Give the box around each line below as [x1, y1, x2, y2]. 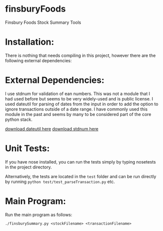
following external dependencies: [5, 57, 72, 64]
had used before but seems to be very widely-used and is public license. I [5, 96, 153, 101]
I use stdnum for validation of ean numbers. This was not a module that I [5, 91, 150, 97]
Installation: [5, 36, 54, 48]
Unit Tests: [5, 143, 50, 154]
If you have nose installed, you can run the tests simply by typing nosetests [5, 159, 156, 165]
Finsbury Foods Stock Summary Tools [5, 19, 81, 25]
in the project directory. [5, 164, 52, 170]
